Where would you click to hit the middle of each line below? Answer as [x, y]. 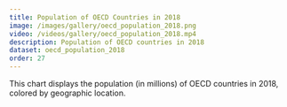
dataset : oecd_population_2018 [67, 50]
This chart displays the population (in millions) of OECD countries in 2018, [144, 84]
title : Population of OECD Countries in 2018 [95, 17]
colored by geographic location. [68, 93]
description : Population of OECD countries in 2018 [107, 42]
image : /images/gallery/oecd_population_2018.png [103, 26]
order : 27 [28, 58]
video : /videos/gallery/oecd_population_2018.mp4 [103, 34]
